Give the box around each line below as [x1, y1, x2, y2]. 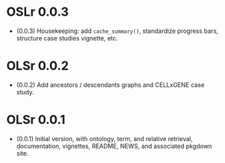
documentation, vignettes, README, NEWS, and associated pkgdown [16, 142, 213, 150]
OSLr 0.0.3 [6, 4, 69, 20]
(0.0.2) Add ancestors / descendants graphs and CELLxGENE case [16, 80, 204, 89]
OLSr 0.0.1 [6, 112, 66, 127]
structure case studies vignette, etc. [16, 34, 118, 42]
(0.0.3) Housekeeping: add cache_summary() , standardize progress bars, [16, 27, 219, 35]
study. [16, 88, 34, 96]
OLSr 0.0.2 [6, 58, 69, 74]
